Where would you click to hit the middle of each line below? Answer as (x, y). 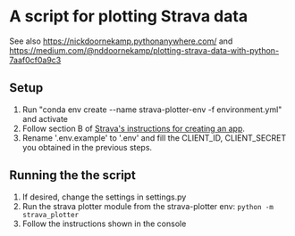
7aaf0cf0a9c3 (35, 60)
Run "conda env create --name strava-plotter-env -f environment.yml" (152, 110)
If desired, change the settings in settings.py (104, 197)
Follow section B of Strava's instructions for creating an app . (134, 128)
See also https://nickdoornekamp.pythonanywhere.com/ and (121, 41)
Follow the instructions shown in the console (104, 224)
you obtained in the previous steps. (87, 147)
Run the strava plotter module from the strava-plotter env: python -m (148, 206)
